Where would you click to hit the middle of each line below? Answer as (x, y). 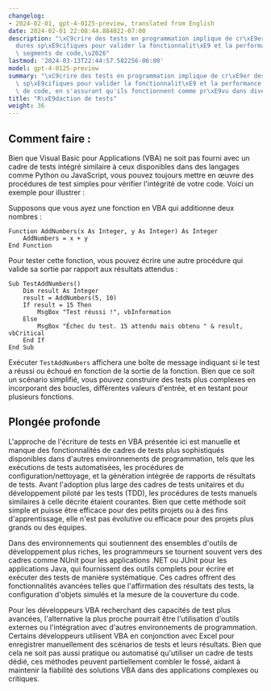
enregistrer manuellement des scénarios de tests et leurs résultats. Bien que (135, 644)
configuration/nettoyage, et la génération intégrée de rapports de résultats (132, 475)
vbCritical (27, 333)
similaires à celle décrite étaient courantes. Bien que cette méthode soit (127, 501)
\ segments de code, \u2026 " (63, 53)
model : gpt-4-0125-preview (54, 69)
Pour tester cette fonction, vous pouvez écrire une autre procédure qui (126, 260)
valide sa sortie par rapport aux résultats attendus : (94, 269)
